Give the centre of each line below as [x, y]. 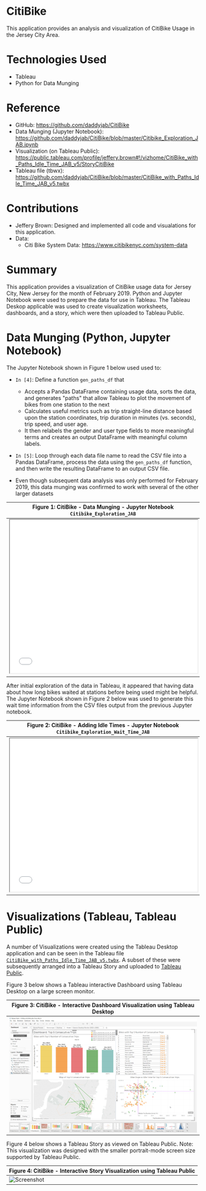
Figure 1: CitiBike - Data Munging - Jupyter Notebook [103, 507]
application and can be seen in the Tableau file [65, 954]
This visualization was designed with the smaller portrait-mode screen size [101, 1151]
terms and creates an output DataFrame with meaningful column [106, 437]
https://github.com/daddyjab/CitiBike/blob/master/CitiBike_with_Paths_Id [107, 177]
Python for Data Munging [47, 83]
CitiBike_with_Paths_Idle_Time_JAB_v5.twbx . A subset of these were [93, 960]
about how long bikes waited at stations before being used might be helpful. [102, 692]
